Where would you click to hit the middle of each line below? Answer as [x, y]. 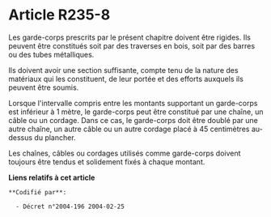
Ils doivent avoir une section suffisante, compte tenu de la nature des [123, 70]
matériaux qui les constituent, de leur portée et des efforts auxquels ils [126, 79]
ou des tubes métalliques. [51, 54]
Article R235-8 [59, 15]
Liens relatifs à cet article [52, 177]
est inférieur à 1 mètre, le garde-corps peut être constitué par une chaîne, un [136, 112]
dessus [21, 137]
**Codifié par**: [38, 192]
